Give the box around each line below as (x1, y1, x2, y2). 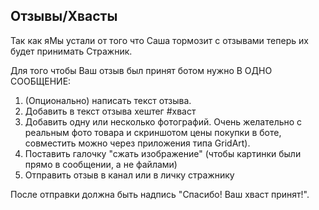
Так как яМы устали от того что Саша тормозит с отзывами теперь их (10, 34, 309, 46)
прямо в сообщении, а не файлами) (24, 158, 178, 170)
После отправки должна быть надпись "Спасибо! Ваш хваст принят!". (10, 188, 310, 200)
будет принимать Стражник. (10, 45, 133, 57)
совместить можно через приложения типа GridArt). (24, 137, 251, 149)
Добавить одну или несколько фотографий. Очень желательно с (24, 115, 303, 128)
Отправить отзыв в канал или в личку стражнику (24, 169, 235, 181)
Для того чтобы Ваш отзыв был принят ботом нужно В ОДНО (10, 64, 273, 76)
